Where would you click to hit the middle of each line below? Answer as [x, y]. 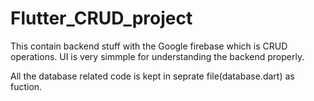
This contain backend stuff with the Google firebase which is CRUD [149, 46]
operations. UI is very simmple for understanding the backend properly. [157, 56]
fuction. [26, 86]
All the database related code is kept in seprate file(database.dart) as [152, 76]
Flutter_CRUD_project [101, 18]
